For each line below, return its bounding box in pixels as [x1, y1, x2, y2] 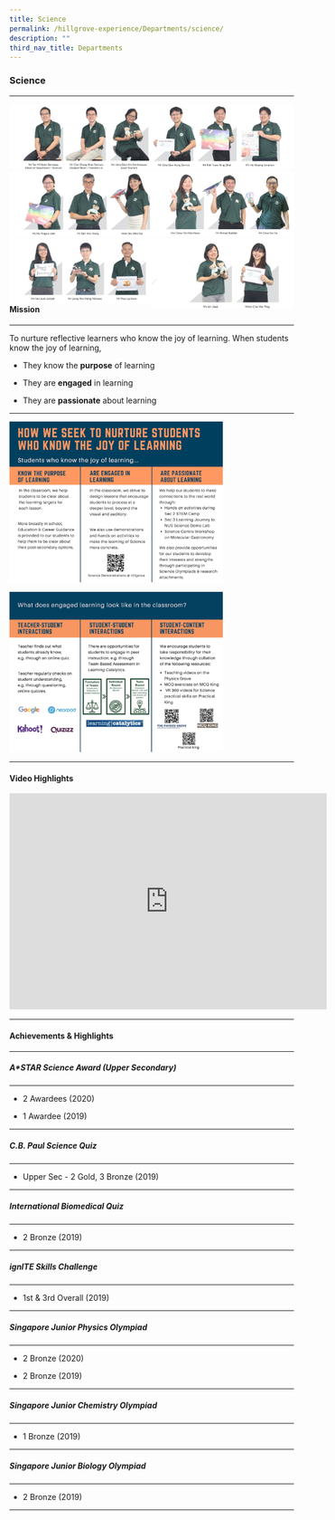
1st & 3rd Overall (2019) [22, 1293, 110, 1304]
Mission [9, 304, 41, 315]
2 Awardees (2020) [22, 1094, 95, 1104]
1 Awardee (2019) [22, 1111, 88, 1122]
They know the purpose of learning [22, 359, 155, 370]
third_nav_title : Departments [9, 43, 124, 53]
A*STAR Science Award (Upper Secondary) [9, 1062, 177, 1073]
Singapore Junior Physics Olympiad [9, 1322, 147, 1333]
